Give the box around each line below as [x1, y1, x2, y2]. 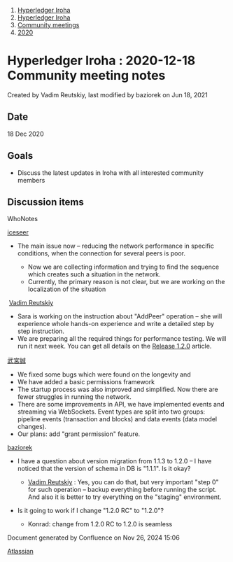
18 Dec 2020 [7, 129, 44, 138]
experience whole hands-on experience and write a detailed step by [17, 320, 215, 328]
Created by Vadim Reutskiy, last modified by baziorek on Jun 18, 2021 [7, 90, 208, 99]
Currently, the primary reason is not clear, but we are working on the [27, 278, 225, 286]
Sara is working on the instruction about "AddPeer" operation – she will [17, 312, 223, 321]
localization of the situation [27, 285, 106, 293]
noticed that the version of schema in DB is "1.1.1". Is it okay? [17, 465, 191, 473]
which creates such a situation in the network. [27, 270, 161, 279]
